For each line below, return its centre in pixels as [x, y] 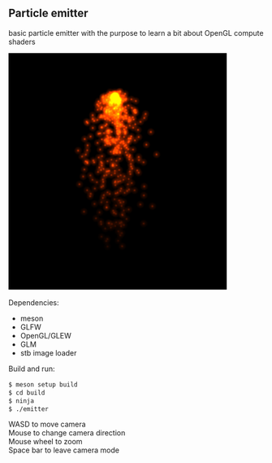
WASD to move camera [47, 424]
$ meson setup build [43, 384]
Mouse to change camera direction [67, 432]
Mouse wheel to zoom [45, 441]
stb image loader [48, 352]
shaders [22, 41]
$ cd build [27, 393]
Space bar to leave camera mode [64, 450]
